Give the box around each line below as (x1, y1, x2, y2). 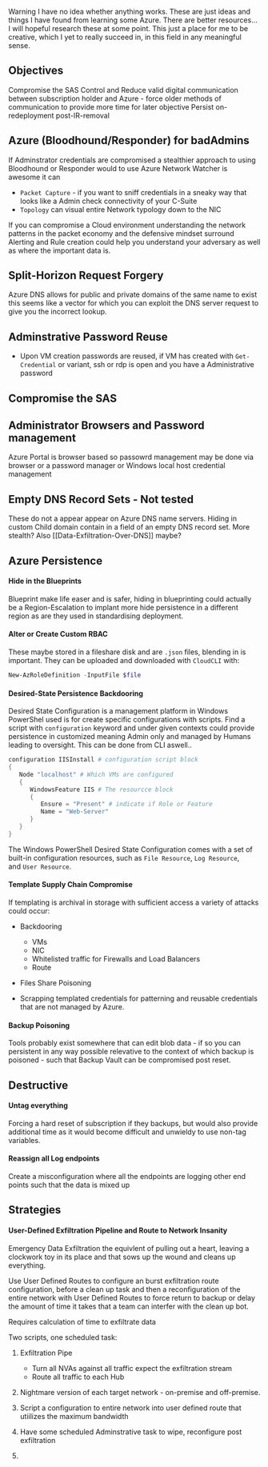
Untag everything (8, 1101, 68, 1110)
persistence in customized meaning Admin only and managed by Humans (8, 732, 251, 741)
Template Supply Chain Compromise (8, 880, 134, 889)
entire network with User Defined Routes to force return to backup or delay (8, 1293, 256, 1302)
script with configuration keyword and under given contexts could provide (8, 723, 255, 733)
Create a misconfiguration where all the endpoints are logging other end (8, 1171, 246, 1181)
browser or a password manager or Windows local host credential (8, 461, 226, 470)
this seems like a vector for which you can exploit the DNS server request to (8, 298, 259, 308)
